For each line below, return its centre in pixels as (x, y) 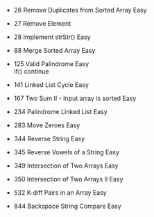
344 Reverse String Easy (49, 139)
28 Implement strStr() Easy (52, 37)
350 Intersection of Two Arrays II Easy (68, 179)
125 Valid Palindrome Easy (51, 64)
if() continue (31, 71)
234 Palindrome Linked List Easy (60, 112)
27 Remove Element (42, 23)
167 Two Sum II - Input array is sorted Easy (75, 98)
